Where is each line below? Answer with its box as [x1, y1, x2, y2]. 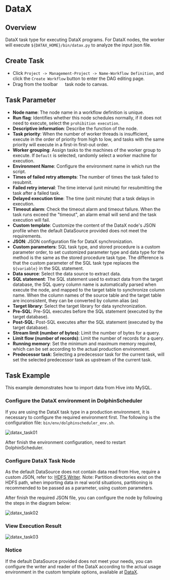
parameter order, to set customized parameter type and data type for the [12, 249, 165, 255]
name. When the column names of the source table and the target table [12, 292, 162, 298]
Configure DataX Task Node [5, 457, 75, 464]
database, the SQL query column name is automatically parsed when [12, 281, 157, 287]
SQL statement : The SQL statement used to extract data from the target [12, 276, 163, 282]
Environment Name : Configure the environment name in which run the [12, 163, 160, 169]
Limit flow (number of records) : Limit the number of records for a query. [12, 335, 164, 341]
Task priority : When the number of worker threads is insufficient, [12, 131, 149, 137]
